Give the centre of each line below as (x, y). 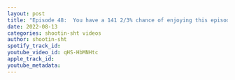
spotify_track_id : (34, 46)
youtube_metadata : (34, 65)
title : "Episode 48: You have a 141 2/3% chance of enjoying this (108, 20)
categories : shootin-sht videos (54, 33)
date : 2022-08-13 (33, 26)
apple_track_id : (31, 59)
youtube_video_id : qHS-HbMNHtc (53, 53)
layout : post (26, 14)
